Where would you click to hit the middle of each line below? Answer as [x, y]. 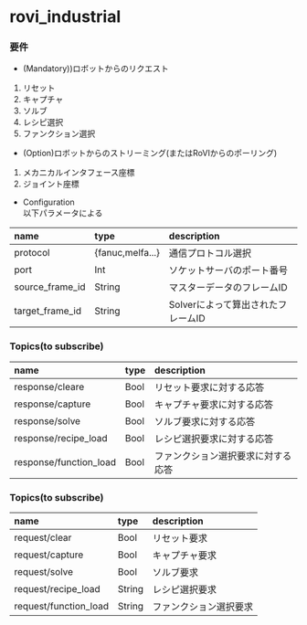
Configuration [48, 202]
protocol [32, 253]
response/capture [53, 404]
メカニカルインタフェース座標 [79, 173]
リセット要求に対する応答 [209, 387]
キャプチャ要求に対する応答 [214, 404]
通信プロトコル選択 [210, 253]
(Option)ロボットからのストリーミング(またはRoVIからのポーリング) [150, 154]
